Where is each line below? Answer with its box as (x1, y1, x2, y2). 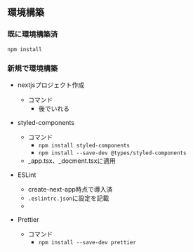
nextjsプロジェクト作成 (17, 80, 85, 89)
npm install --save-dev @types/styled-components (38, 150, 187, 157)
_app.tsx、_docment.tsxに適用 (27, 157, 116, 165)
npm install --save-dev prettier (38, 239, 137, 246)
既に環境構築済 (7, 29, 58, 39)
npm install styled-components (38, 142, 130, 149)
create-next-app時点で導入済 (27, 185, 113, 193)
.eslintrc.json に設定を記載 (27, 194, 109, 202)
